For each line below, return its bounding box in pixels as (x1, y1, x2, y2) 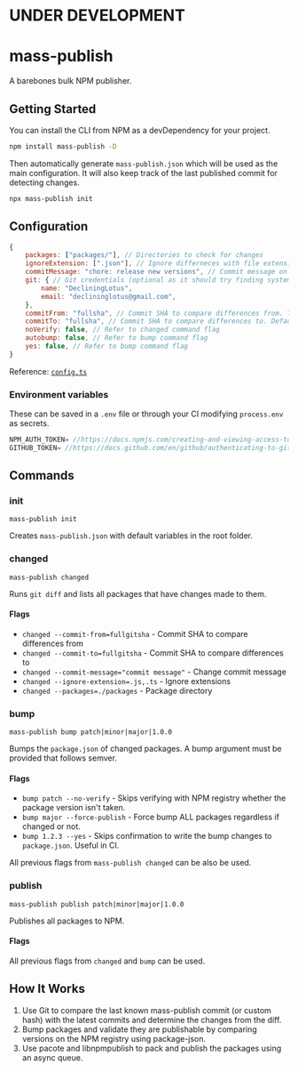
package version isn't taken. (21, 802, 126, 813)
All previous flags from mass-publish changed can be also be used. (9, 858, 252, 868)
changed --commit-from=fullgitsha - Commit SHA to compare (21, 628, 248, 639)
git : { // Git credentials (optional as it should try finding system (25, 276, 292, 285)
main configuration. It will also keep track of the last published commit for (9, 167, 278, 178)
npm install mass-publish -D (9, 141, 117, 151)
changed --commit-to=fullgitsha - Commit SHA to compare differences (21, 647, 284, 658)
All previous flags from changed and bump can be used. (9, 955, 206, 966)
